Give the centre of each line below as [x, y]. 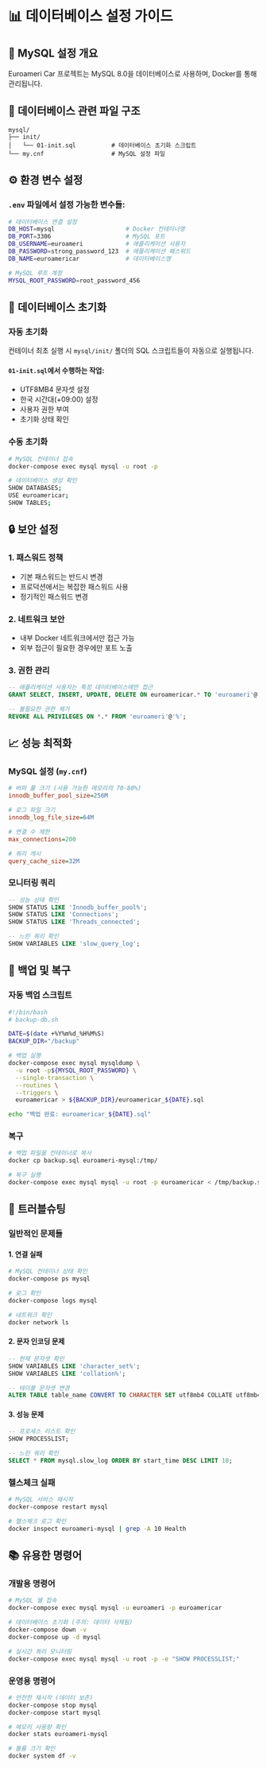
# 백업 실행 [25, 1056]
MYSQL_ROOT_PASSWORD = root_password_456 [74, 280]
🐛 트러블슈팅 [37, 1209]
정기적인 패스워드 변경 [54, 596]
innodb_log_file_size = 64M [51, 818]
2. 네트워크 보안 [37, 619]
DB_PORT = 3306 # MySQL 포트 [87, 237]
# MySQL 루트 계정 [35, 273]
